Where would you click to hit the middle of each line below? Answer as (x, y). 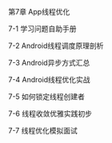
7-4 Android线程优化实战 (49, 79)
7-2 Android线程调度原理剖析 (56, 46)
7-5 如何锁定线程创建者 (47, 97)
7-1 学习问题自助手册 (42, 29)
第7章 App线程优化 (39, 12)
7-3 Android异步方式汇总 (49, 63)
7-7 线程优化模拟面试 (43, 131)
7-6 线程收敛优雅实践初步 (50, 113)
